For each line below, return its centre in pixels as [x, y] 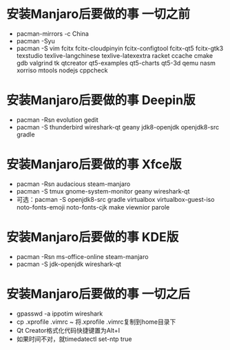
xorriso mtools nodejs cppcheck [62, 70]
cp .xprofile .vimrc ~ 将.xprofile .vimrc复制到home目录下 [96, 322]
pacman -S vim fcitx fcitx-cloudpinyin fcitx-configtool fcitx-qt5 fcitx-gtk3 [120, 48]
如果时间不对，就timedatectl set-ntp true [74, 339]
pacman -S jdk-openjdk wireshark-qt [69, 264]
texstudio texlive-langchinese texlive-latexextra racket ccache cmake [115, 55]
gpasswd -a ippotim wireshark [60, 313]
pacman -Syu [36, 41]
